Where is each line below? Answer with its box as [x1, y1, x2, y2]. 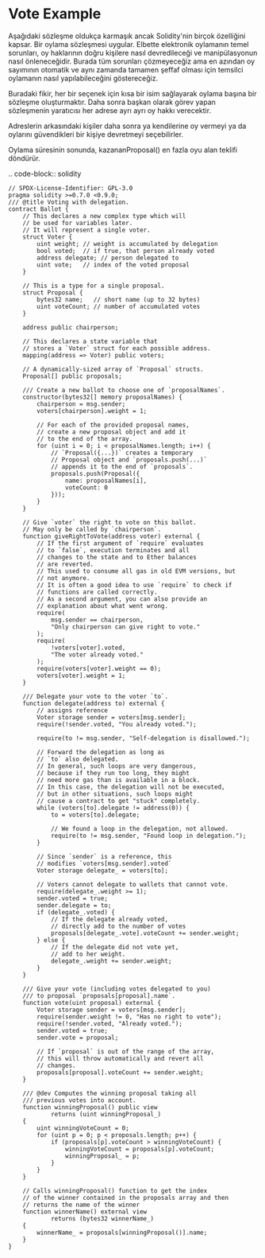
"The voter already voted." [50, 650, 144, 659]
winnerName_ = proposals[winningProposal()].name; [36, 1229, 208, 1237]
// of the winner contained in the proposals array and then [22, 1194, 229, 1202]
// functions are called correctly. [36, 588, 158, 596]
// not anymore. [36, 574, 90, 582]
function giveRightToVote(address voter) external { [22, 532, 201, 540]
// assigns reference [36, 706, 109, 715]
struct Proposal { [22, 288, 83, 297]
